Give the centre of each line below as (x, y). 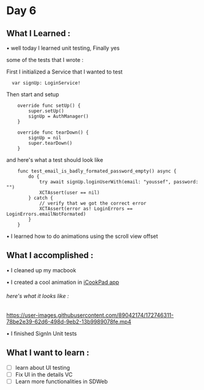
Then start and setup (33, 94)
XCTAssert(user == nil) (69, 193)
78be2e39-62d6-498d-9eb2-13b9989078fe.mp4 (69, 322)
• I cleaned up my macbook (41, 270)
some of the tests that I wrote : (45, 60)
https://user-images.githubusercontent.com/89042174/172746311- (90, 315)
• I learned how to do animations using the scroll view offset (82, 236)
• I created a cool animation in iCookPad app (63, 282)
